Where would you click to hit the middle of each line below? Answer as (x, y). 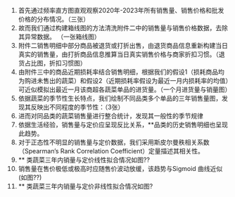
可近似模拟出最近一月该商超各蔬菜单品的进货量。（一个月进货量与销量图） (125, 89)
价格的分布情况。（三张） (54, 19)
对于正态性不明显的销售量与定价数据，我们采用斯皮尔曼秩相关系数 (114, 142)
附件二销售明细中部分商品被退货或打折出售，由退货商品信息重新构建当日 (123, 45)
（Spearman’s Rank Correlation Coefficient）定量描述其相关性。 (111, 151)
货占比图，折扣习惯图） (52, 63)
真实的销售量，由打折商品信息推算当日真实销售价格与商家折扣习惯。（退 (121, 54)
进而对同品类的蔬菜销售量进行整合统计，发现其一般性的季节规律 (110, 116)
